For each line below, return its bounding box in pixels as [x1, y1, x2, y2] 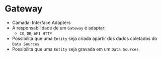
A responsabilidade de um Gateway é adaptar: [12, 24, 106, 30]
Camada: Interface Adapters [12, 19, 71, 25]
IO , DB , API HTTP [19, 30, 52, 36]
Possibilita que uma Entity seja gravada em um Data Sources [12, 46, 139, 52]
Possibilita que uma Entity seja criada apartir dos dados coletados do [12, 35, 157, 41]
